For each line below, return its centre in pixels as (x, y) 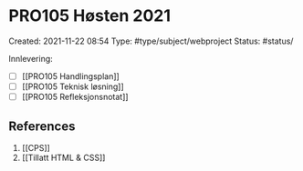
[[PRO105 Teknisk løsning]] (73, 86)
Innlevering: (31, 58)
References (42, 126)
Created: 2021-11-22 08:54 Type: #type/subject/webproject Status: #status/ (151, 41)
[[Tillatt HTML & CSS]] (63, 157)
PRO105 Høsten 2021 (89, 16)
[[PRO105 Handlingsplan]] (70, 76)
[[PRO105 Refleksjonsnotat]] (75, 97)
